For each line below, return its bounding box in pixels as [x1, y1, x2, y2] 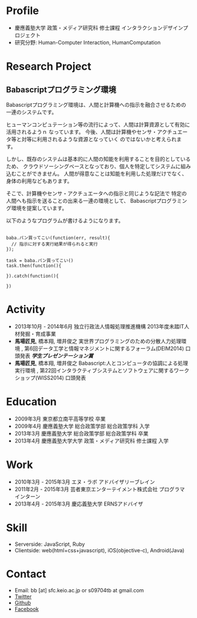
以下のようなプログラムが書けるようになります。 [6, 217, 124, 224]
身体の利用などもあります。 [6, 177, 73, 184]
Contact [6, 567, 46, 580]
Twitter [14, 593, 32, 600]
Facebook [14, 605, 39, 612]
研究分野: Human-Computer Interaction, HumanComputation [14, 39, 161, 46]
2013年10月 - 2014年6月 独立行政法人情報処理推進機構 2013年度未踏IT [14, 322, 185, 330]
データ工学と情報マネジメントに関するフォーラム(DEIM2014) [38, 345, 185, 352]
